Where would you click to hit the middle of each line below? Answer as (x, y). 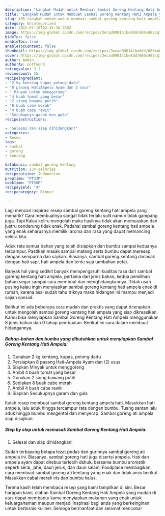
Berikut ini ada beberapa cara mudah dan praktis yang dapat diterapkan (78, 307)
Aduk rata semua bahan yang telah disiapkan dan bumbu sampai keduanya (81, 246)
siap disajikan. (19, 418)
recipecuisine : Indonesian (33, 174)
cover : (12, 55)
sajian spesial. (19, 297)
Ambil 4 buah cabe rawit (37, 388)
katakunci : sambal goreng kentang (41, 165)
